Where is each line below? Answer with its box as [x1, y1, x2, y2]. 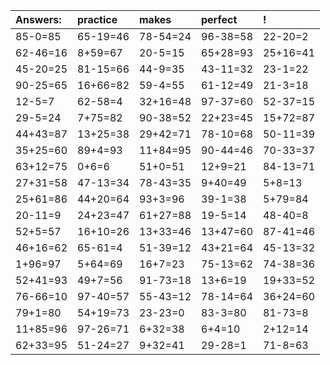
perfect [201, 13, 238, 26]
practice [77, 13, 118, 26]
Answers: [15, 13, 62, 26]
